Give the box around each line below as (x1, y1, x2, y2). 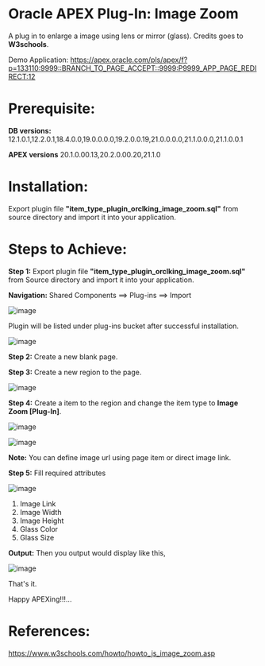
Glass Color (19, 524, 58, 533)
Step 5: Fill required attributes (8, 468, 106, 478)
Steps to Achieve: (8, 240, 127, 258)
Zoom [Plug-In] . (8, 406, 62, 416)
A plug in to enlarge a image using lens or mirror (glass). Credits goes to (8, 31, 244, 41)
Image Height (19, 516, 64, 525)
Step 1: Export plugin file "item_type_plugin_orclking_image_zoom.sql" (8, 266, 246, 276)
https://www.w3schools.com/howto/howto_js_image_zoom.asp (8, 649, 216, 658)
